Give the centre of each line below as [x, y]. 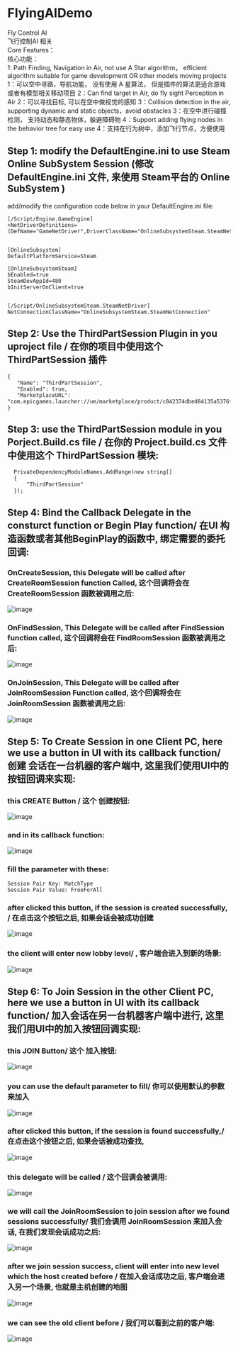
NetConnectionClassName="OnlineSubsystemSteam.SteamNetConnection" [109, 312]
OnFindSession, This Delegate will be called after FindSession [116, 627]
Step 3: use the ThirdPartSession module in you [115, 429]
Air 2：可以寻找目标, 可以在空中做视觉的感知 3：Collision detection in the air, [119, 101]
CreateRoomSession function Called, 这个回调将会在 [98, 583]
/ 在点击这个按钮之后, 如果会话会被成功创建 [80, 917]
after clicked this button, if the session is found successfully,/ [116, 1131]
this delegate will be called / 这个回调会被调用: [87, 1177]
